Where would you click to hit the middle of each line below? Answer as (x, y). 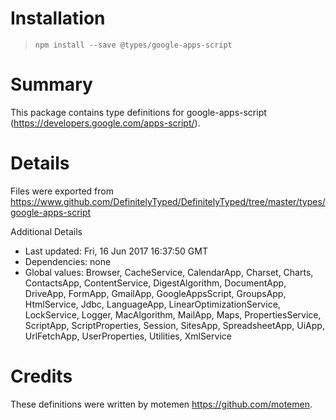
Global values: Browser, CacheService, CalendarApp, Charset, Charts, (169, 272)
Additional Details (46, 231)
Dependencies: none (68, 261)
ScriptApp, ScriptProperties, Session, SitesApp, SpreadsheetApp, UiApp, (174, 325)
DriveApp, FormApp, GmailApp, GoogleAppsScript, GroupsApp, (155, 293)
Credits (41, 376)
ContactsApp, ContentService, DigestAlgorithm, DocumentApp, (155, 283)
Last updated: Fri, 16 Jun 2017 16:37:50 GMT (116, 251)
